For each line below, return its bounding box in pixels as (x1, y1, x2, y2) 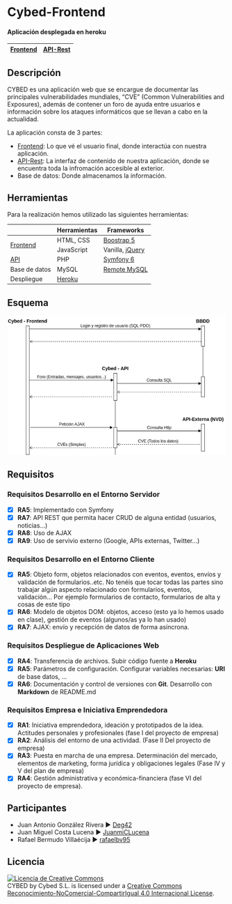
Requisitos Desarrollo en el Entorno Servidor (7, 489, 160, 499)
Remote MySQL (103, 265, 148, 273)
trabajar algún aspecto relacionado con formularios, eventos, (17, 585, 192, 594)
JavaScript (56, 245, 88, 254)
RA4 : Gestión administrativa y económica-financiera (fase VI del (17, 774, 202, 783)
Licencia (7, 855, 45, 868)
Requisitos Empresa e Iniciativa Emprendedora (7, 705, 168, 714)
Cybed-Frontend (7, 4, 106, 20)
